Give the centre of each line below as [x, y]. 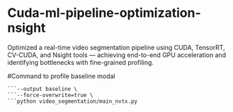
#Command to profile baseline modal [61, 76]
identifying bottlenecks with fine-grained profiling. [81, 62]
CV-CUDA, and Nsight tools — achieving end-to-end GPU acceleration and [117, 55]
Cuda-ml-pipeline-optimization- [104, 13]
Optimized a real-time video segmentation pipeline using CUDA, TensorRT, [116, 47]
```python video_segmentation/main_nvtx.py [73, 101]
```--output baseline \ [42, 89]
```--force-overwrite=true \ [50, 95]
